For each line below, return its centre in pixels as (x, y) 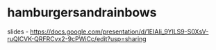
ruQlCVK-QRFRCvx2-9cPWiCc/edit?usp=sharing (77, 38)
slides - (18, 32)
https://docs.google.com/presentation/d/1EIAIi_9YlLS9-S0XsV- (119, 32)
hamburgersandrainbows (82, 13)
